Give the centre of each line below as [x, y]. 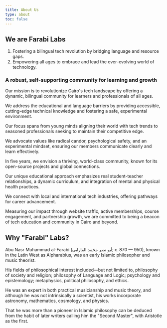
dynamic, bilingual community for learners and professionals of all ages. [79, 96]
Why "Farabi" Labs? [37, 238]
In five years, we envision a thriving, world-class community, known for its [82, 161]
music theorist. [20, 260]
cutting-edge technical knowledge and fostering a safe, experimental [76, 111]
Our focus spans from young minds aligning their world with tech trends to [82, 126]
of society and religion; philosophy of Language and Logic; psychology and [83, 275]
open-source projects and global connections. [53, 166]
